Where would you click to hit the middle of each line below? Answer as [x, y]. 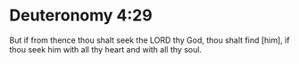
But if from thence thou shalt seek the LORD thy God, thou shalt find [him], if [149, 40]
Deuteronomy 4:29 [81, 16]
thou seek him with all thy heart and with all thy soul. [106, 49]
